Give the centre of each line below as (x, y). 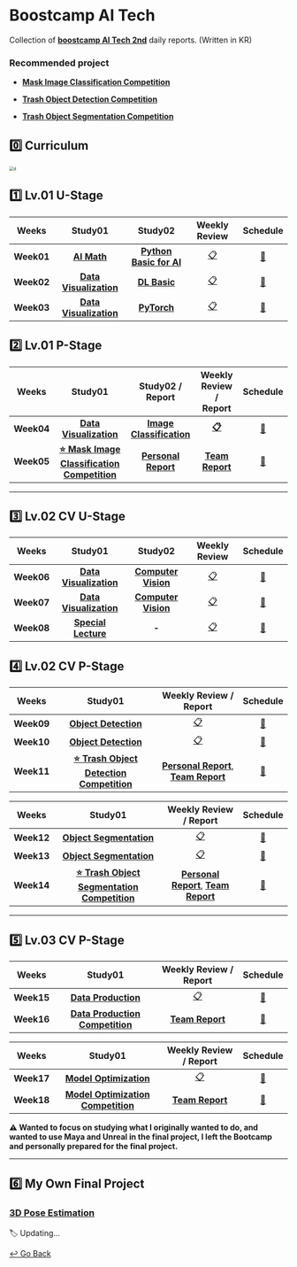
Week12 (32, 838)
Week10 (32, 742)
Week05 (32, 461)
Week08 (32, 628)
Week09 (32, 723)
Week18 (32, 1101)
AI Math (90, 256)
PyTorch (156, 307)
